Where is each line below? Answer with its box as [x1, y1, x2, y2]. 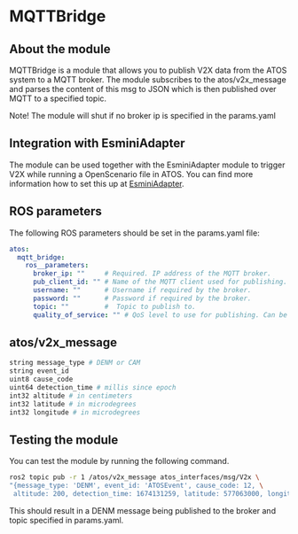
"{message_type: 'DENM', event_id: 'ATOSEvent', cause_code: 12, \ [9, 481, 264, 491]
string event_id [9, 367, 69, 375]
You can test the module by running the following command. [9, 456, 230, 467]
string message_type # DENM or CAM [9, 359, 141, 368]
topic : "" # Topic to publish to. [32, 302, 197, 311]
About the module [9, 42, 111, 57]
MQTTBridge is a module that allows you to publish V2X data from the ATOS [9, 65, 287, 75]
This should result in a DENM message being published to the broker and [9, 505, 277, 515]
